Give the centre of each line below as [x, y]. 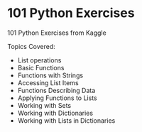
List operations [39, 60]
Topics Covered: [31, 46]
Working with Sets [44, 105]
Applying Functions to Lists [57, 98]
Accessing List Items [48, 82]
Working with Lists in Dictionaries [66, 120]
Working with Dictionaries [55, 113]
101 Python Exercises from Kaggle [57, 33]
